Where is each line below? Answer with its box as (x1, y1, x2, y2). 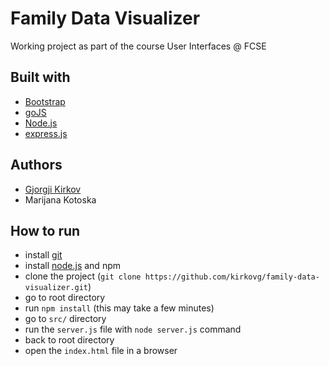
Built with (10, 69, 71, 86)
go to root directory (24, 292, 106, 304)
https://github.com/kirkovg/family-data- (144, 272, 320, 282)
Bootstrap (24, 95, 66, 107)
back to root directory (24, 334, 115, 346)
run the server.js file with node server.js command (24, 323, 242, 336)
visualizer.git (24, 283, 89, 293)
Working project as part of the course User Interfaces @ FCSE (10, 40, 267, 52)
